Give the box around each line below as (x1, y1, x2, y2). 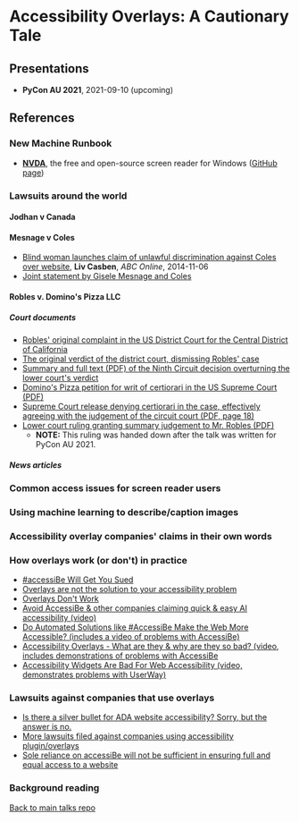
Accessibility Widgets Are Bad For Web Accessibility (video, (21, 660, 243, 671)
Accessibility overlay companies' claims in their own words (9, 530, 272, 542)
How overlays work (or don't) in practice (9, 554, 187, 566)
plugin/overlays (21, 741, 80, 751)
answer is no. (21, 722, 72, 733)
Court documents (9, 311, 77, 323)
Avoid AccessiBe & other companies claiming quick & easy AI (21, 603, 248, 614)
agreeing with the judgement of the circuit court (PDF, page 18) (21, 410, 254, 421)
